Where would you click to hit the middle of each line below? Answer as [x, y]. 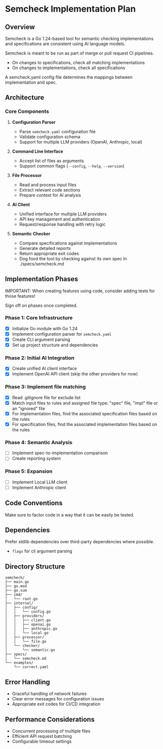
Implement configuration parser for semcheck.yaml [62, 334]
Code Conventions [34, 503]
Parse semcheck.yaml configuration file [57, 131]
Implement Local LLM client [40, 482]
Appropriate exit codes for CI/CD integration [56, 704]
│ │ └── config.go [28, 612]
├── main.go [17, 582]
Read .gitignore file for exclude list [46, 397]
